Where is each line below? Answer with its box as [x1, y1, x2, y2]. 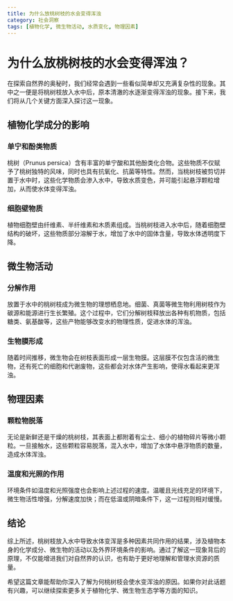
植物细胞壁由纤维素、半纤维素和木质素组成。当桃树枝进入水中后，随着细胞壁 [7, 221, 226, 229]
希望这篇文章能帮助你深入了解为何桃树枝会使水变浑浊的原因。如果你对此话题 [7, 577, 226, 586]
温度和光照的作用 [7, 469, 64, 479]
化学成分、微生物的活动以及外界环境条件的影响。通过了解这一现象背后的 [19, 545, 226, 554]
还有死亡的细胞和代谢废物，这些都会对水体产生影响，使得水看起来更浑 [19, 362, 220, 371]
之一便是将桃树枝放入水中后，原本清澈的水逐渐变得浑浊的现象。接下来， [12, 88, 220, 96]
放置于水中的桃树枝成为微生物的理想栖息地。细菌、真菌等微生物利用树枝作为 [7, 300, 226, 308]
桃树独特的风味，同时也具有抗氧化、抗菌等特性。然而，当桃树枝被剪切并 [19, 167, 226, 176]
